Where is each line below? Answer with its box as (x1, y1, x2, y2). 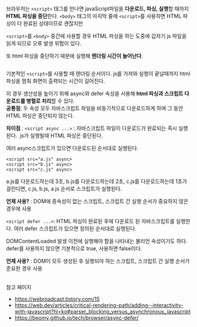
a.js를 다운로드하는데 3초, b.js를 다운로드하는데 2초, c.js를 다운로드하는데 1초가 (6, 178, 187, 185)
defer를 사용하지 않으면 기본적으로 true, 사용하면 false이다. (6, 245, 142, 252)
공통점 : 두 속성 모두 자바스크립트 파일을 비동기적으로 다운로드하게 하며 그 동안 (6, 105, 183, 112)
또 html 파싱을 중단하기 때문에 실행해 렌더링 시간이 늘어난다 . (6, 53, 143, 59)
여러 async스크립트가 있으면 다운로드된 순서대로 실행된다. (6, 145, 139, 152)
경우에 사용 (6, 205, 32, 212)
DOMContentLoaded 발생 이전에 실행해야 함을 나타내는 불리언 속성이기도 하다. (6, 238, 188, 244)
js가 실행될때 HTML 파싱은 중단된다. (19, 132, 103, 139)
